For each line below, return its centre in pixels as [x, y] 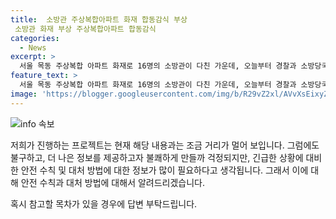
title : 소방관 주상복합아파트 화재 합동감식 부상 [99, 19]
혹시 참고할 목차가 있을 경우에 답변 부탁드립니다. [104, 203]
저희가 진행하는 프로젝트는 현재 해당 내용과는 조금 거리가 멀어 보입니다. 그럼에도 [165, 145]
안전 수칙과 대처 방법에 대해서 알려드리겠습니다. [113, 182]
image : [24, 94]
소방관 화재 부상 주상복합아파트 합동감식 [85, 29]
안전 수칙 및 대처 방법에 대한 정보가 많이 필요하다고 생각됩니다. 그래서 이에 [164, 170]
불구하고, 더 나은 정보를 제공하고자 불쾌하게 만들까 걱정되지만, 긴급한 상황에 [157, 157]
